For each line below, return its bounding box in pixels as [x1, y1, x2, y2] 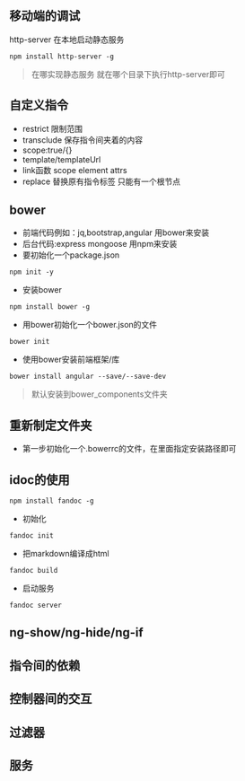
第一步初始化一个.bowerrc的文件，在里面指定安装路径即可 [22, 443, 237, 454]
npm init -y [9, 268, 54, 276]
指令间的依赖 [9, 658, 81, 673]
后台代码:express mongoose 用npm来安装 [22, 239, 178, 250]
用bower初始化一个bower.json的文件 [22, 320, 158, 330]
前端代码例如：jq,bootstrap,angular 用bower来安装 [22, 227, 210, 238]
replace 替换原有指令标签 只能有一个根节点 [22, 176, 181, 187]
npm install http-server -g [9, 52, 115, 61]
